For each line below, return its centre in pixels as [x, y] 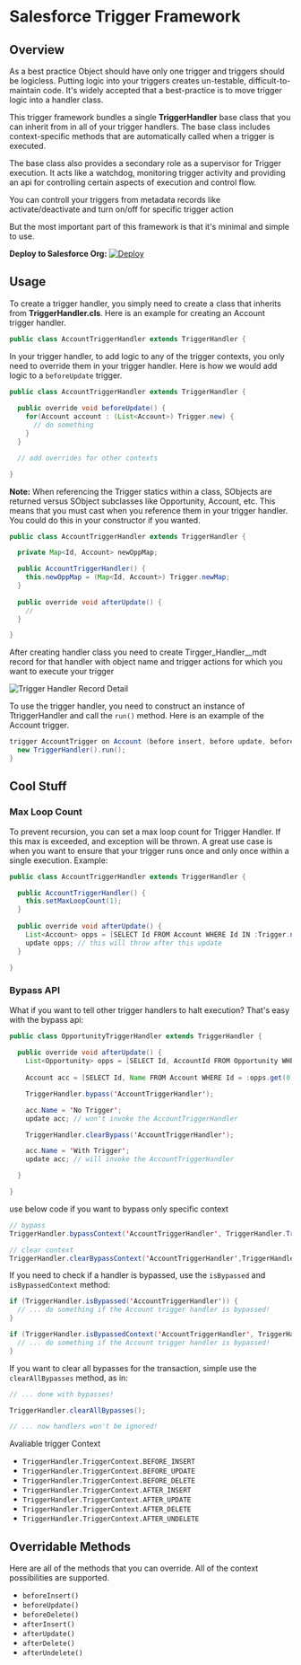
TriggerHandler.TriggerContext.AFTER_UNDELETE [111, 1520]
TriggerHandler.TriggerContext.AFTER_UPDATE [107, 1500]
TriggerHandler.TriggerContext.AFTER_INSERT [107, 1491]
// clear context [42, 1250]
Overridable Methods [70, 1546]
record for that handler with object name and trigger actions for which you [146, 662]
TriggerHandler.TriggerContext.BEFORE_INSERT [108, 1462]
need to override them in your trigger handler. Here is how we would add [143, 366]
